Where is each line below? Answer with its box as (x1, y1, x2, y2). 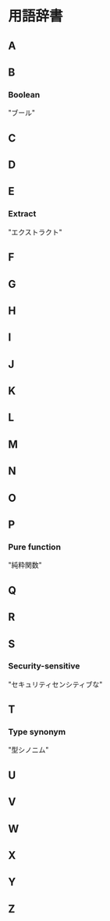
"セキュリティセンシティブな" (8, 680, 103, 689)
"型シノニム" (8, 745, 49, 755)
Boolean (8, 89, 41, 100)
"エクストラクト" (8, 227, 62, 237)
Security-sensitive (8, 661, 80, 672)
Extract (8, 208, 37, 219)
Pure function (8, 541, 61, 552)
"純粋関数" (8, 560, 43, 570)
